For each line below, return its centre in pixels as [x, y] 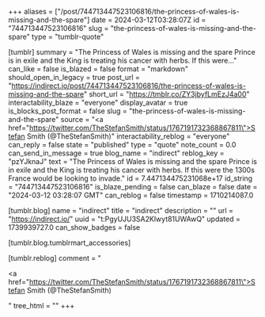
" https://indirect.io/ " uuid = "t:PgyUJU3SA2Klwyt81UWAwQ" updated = [125, 219]
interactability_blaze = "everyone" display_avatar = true [98, 103]
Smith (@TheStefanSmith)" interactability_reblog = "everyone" [128, 136]
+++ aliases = [31, 11]
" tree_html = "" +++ [42, 306]
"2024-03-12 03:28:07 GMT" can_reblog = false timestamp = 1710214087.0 [131, 195]
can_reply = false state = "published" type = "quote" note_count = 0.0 [122, 145]
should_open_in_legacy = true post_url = [74, 77]
